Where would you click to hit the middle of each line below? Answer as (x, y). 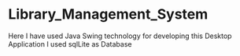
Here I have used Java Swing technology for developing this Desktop (120, 36)
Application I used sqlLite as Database (70, 44)
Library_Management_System (108, 14)
